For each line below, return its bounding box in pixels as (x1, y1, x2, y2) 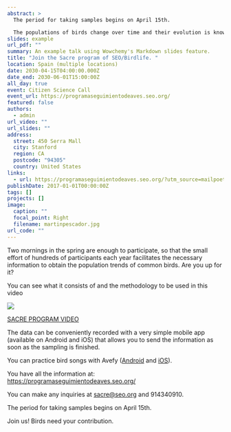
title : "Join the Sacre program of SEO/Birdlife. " (7, 54, 158, 62)
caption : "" (13, 208, 48, 215)
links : (7, 169, 26, 176)
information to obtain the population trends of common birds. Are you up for (7, 261, 222, 269)
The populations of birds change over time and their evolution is (13, 29, 211, 36)
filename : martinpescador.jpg (13, 221, 100, 228)
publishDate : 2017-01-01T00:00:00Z (7, 182, 109, 189)
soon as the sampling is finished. (7, 343, 100, 351)
